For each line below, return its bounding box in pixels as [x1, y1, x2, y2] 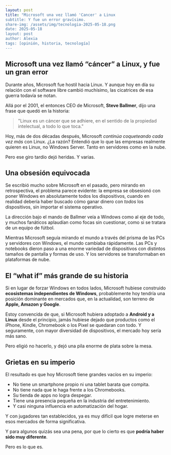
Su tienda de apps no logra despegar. [12, 392, 92, 398]
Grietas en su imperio [5, 358, 75, 366]
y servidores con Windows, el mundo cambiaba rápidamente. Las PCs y [5, 240, 157, 246]
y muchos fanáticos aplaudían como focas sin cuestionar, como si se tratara [5, 219, 166, 225]
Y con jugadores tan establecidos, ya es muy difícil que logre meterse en [5, 413, 159, 419]
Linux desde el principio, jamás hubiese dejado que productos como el [5, 317, 155, 323]
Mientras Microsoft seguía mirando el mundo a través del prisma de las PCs [5, 235, 165, 241]
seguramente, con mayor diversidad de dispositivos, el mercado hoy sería [5, 327, 161, 334]
